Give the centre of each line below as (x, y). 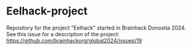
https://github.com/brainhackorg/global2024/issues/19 (74, 40)
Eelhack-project (47, 11)
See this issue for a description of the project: (63, 34)
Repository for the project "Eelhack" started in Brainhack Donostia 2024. (96, 28)
